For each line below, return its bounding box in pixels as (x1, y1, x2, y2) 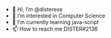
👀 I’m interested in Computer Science (12, 12, 106, 19)
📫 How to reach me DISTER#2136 (12, 25, 98, 33)
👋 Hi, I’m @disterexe (12, 6, 62, 13)
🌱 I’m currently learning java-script (12, 19, 99, 25)
